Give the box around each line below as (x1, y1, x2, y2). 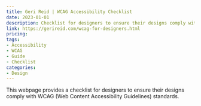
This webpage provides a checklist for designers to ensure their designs (6, 86, 184, 93)
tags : (6, 37, 20, 43)
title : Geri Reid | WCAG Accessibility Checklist (6, 8, 133, 15)
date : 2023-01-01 (6, 14, 50, 20)
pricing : (6, 31, 28, 37)
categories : (6, 64, 36, 71)
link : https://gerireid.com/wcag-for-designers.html (6, 25, 141, 32)
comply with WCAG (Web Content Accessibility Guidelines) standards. (6, 93, 179, 100)
